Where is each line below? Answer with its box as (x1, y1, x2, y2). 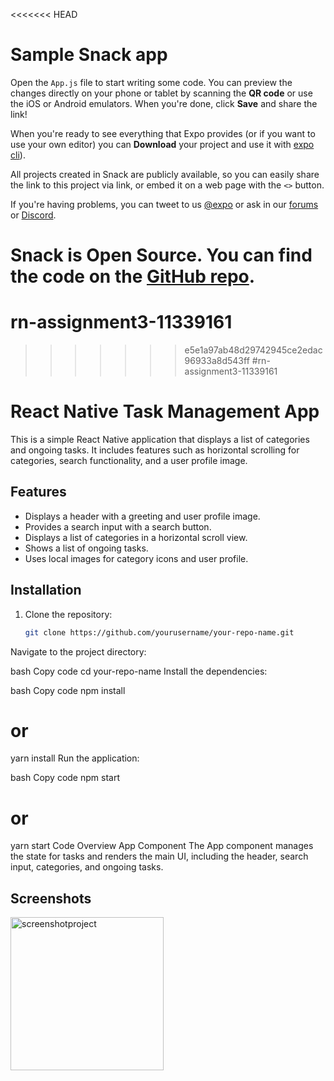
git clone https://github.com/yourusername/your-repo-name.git (24, 627, 295, 638)
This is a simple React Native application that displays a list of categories (10, 434, 310, 445)
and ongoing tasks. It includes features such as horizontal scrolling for (10, 444, 300, 456)
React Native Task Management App (10, 400, 320, 423)
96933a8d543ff (184, 355, 250, 367)
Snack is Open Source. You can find (10, 244, 313, 267)
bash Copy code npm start (10, 772, 120, 784)
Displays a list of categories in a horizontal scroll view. (24, 531, 248, 543)
